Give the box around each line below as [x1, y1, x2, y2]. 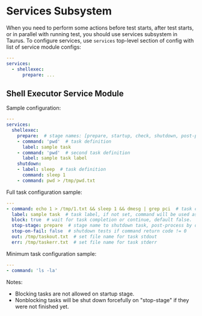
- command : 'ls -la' [6, 267, 58, 273]
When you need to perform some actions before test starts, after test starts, [6, 24, 194, 31]
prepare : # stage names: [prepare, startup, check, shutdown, [17, 132, 179, 139]
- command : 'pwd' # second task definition [17, 149, 130, 156]
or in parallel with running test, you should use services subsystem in [6, 30, 177, 37]
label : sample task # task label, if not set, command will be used [11, 211, 189, 217]
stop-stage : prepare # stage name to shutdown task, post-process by [11, 223, 192, 229]
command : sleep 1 [22, 172, 66, 178]
